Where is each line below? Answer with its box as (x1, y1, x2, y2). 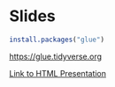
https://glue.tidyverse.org (9, 51, 103, 62)
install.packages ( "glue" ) (9, 35, 104, 44)
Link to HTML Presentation (9, 68, 107, 78)
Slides (9, 6, 56, 26)
